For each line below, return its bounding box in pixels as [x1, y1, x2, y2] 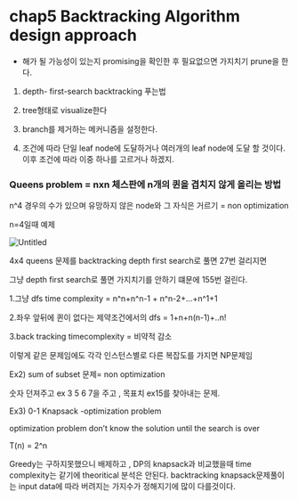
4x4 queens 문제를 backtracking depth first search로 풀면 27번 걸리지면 [9, 256, 267, 266]
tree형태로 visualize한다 [21, 104, 108, 115]
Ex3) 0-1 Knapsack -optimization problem [9, 406, 162, 416]
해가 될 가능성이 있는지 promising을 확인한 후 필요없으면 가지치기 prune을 [21, 55, 280, 66]
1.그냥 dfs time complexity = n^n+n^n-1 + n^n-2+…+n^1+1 [9, 293, 218, 304]
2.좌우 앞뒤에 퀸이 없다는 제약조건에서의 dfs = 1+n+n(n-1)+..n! [9, 312, 227, 323]
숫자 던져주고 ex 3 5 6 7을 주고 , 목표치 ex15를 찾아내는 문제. [9, 388, 221, 398]
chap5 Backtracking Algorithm [9, 6, 240, 27]
